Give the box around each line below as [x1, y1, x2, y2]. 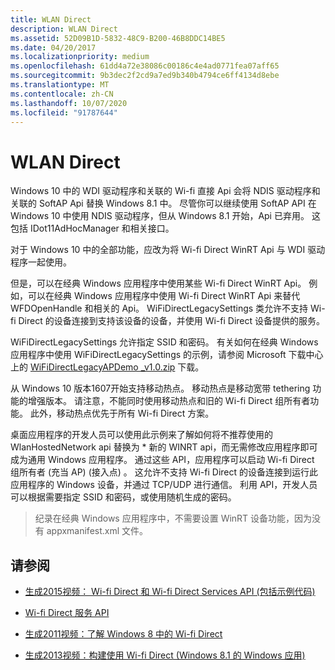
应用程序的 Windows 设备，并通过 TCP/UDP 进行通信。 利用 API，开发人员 [10, 479, 318, 491]
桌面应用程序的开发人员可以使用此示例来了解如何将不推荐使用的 [10, 429, 273, 441]
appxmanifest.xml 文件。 [46, 525, 149, 537]
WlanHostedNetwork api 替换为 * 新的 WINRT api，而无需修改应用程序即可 [10, 441, 318, 453]
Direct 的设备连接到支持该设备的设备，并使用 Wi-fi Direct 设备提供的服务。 [18, 315, 326, 327]
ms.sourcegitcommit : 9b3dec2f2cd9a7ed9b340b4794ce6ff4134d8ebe [10, 71, 280, 81]
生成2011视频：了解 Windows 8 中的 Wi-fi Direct [24, 628, 223, 640]
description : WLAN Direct [10, 24, 118, 34]
